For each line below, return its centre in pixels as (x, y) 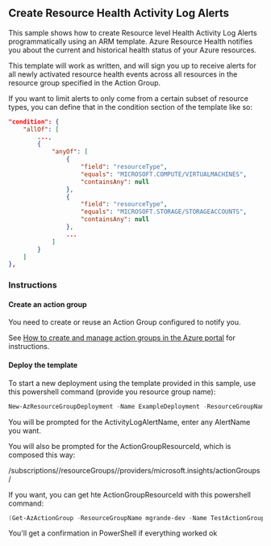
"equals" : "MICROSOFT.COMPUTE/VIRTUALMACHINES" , (164, 174)
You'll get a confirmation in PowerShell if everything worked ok (113, 533)
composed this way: (42, 455)
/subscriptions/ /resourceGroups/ (63, 470)
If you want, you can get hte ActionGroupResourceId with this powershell (130, 494)
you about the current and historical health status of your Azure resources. (132, 50)
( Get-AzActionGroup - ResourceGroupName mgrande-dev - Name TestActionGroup (137, 518)
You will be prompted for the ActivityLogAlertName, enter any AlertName (129, 422)
